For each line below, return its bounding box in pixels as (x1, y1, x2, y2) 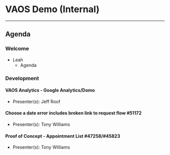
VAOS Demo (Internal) (5, 4, 100, 15)
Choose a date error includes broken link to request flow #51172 (5, 110, 142, 116)
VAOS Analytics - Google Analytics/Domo (5, 87, 95, 93)
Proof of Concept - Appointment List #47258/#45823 (5, 133, 120, 139)
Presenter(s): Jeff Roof (12, 98, 61, 104)
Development (5, 74, 39, 82)
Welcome (5, 45, 29, 52)
